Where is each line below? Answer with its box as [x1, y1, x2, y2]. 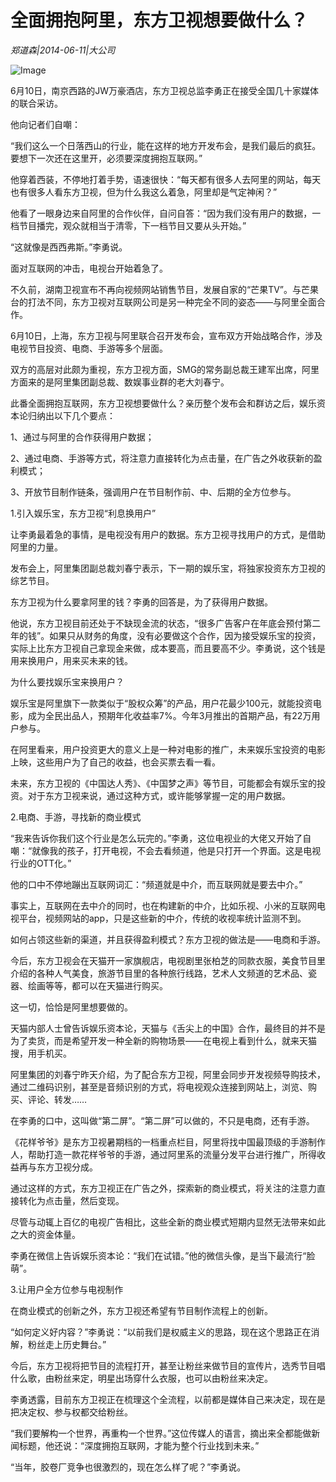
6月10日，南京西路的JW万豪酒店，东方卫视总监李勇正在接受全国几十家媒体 [10, 84, 319, 96]
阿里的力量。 [10, 541, 63, 553]
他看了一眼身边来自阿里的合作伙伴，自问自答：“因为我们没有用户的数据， [10, 207, 313, 219]
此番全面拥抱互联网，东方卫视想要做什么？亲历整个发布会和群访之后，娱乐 [10, 397, 317, 409]
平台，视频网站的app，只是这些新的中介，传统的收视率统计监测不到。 [18, 912, 307, 924]
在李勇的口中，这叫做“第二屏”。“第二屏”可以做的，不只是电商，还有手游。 [10, 1114, 315, 1126]
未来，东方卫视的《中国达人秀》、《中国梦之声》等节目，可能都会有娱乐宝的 [10, 777, 317, 789]
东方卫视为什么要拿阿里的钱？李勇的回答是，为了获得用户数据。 [10, 596, 273, 608]
